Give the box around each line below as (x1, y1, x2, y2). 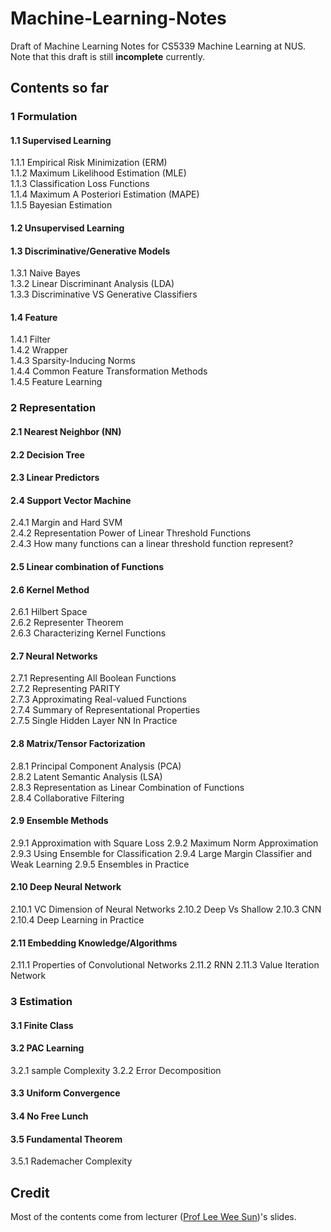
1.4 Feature (10, 311, 58, 323)
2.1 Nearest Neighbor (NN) (10, 425, 122, 437)
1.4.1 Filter (10, 333, 51, 346)
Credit (10, 1184, 50, 1201)
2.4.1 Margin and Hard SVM (10, 517, 123, 529)
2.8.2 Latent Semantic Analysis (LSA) (10, 770, 163, 782)
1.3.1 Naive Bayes (10, 267, 81, 279)
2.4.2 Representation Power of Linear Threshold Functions (10, 527, 252, 539)
